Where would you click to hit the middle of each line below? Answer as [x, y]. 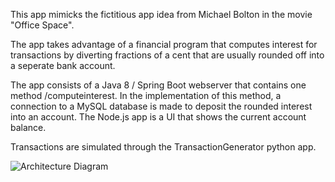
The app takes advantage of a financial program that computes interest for [164, 44]
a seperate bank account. [63, 65]
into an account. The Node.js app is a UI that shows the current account [158, 117]
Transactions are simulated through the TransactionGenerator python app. [163, 147]
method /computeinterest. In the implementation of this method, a [146, 95]
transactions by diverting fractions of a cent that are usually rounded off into [167, 55]
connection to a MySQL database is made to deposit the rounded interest [161, 106]
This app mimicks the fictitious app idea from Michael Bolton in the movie [161, 14]
